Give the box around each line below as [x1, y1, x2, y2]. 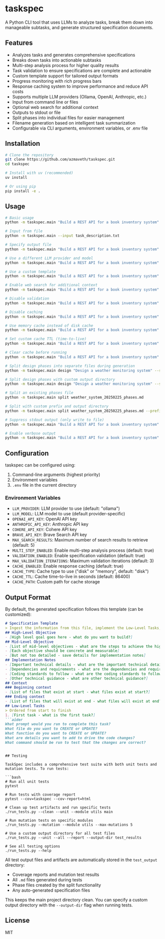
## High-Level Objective [5, 630, 56, 635]
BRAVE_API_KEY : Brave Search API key [12, 532, 87, 537]
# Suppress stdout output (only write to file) [5, 417, 105, 422]
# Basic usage [5, 215, 34, 220]
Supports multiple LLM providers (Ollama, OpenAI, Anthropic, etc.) [12, 94, 147, 100]
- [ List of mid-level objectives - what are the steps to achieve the [5, 644, 153, 649]
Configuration [5, 449, 49, 457]
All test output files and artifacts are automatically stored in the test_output [5, 857, 158, 863]
